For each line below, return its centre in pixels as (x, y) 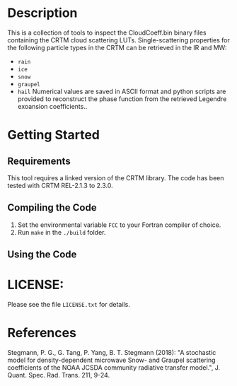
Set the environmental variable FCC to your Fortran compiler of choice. (119, 225)
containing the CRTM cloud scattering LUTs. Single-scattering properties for (118, 40)
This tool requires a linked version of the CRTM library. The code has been (116, 177)
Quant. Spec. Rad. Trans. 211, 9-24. (59, 375)
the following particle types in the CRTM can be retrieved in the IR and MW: (117, 47)
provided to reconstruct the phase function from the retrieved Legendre (122, 99)
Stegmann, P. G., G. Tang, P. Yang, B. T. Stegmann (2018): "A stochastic (112, 353)
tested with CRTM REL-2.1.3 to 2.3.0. (60, 185)
